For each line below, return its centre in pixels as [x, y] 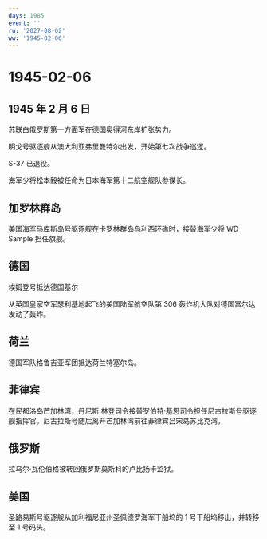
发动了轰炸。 [29, 314]
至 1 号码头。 [29, 527]
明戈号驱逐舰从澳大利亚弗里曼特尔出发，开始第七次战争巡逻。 [110, 147]
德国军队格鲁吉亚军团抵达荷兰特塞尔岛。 [75, 362]
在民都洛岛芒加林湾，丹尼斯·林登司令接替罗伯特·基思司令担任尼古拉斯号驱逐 [133, 410]
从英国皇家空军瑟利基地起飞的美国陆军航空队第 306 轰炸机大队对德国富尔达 [132, 303]
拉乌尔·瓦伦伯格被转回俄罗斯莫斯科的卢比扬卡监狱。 [93, 469]
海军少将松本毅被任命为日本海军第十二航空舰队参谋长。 [99, 180]
